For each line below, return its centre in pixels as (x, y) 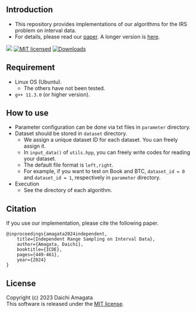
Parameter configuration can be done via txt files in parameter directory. (103, 127)
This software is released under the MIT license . (65, 304)
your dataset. (40, 159)
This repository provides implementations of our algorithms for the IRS (101, 24)
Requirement (31, 68)
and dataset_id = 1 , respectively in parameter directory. (92, 178)
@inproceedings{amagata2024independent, (57, 234)
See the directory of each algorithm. (68, 190)
